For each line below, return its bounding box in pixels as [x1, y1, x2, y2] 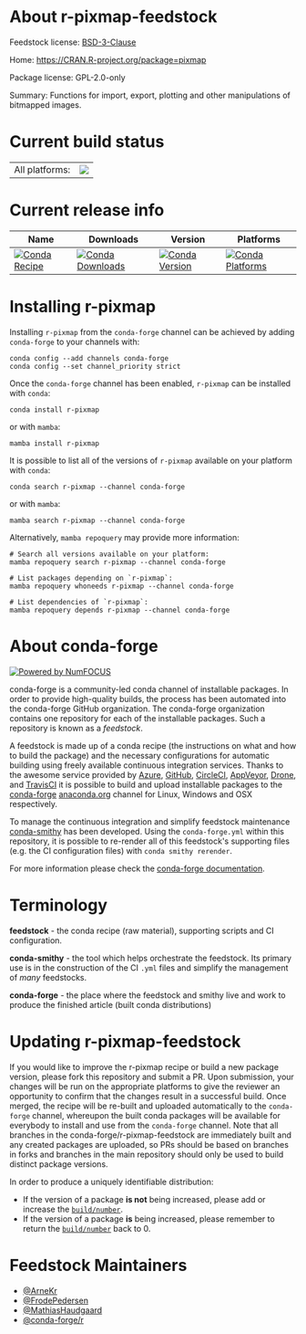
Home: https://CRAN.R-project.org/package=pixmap [9, 54, 207, 65]
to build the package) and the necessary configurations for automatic [9, 750, 270, 761]
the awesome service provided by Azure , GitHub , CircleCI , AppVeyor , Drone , [9, 769, 297, 780]
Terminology [9, 895, 107, 915]
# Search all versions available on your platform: [9, 550, 209, 559]
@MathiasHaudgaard [22, 1304, 103, 1316]
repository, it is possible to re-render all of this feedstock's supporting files [9, 835, 290, 846]
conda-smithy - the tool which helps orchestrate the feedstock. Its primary [9, 952, 292, 963]
